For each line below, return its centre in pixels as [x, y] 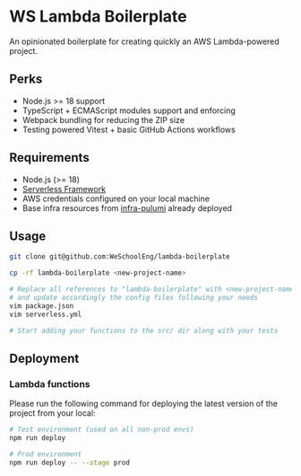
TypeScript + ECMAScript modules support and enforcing [129, 110]
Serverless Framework [64, 189]
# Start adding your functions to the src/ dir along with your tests [144, 331]
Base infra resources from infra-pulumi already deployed [127, 207]
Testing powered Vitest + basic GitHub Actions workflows [129, 129]
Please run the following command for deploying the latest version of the [143, 404]
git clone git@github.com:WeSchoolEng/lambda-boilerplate [120, 257]
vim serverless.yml [46, 314]
